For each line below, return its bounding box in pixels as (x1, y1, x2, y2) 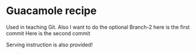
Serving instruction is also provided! (6, 41, 93, 48)
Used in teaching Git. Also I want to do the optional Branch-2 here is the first (6, 23, 190, 31)
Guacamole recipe (6, 4, 97, 18)
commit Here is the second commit (6, 29, 91, 36)
